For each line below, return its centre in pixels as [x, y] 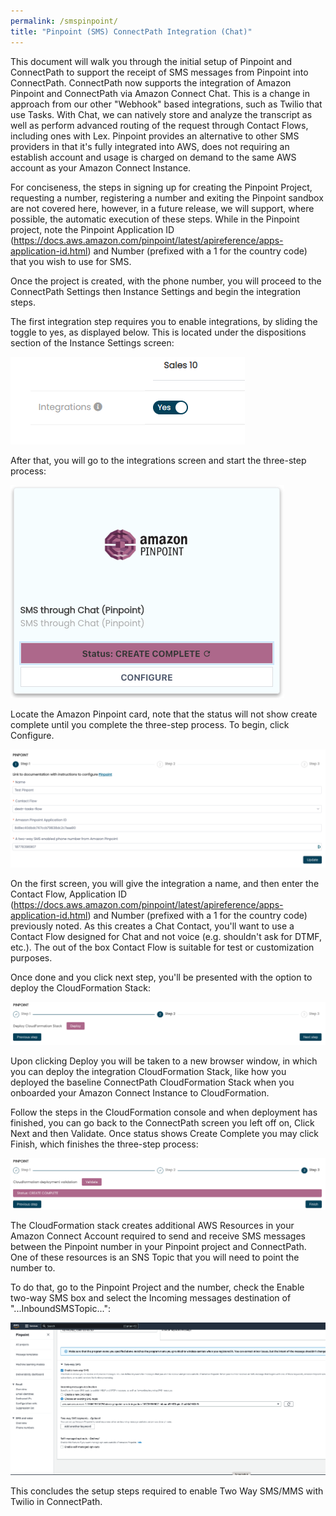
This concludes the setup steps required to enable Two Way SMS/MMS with [167, 1491]
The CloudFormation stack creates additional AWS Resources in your [152, 1226]
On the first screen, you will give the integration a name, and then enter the [165, 884]
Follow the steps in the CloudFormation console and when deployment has [164, 1112]
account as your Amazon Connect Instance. [101, 167]
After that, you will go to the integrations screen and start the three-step [158, 460]
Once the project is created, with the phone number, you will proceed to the [166, 281]
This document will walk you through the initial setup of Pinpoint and [151, 61]
